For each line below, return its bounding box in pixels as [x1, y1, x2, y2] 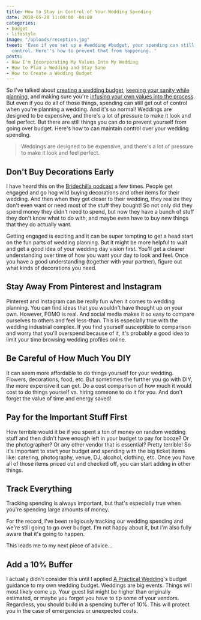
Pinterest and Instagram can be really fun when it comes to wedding [6, 298, 175, 305]
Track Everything [6, 484, 73, 494]
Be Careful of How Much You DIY [6, 354, 131, 364]
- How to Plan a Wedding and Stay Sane [6, 64, 106, 71]
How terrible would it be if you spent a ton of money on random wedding [6, 428, 186, 435]
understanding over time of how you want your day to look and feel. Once [6, 251, 188, 259]
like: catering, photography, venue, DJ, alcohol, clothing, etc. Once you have [6, 454, 195, 461]
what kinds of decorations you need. [6, 265, 97, 272]
